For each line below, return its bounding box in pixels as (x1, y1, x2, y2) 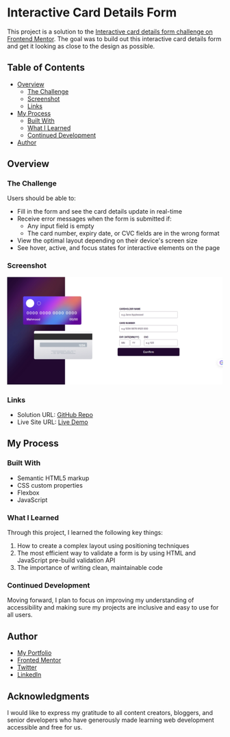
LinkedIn (16, 671, 42, 679)
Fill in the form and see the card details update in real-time (16, 208, 183, 216)
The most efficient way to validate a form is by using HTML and (16, 549, 196, 558)
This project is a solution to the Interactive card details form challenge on (7, 27, 214, 36)
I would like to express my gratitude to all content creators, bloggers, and (7, 708, 214, 716)
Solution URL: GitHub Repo (16, 411, 94, 419)
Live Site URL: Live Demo (16, 418, 88, 426)
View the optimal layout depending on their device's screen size (16, 236, 198, 245)
